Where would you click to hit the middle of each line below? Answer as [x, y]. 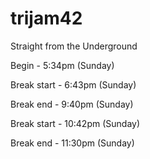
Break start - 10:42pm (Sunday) [75, 123]
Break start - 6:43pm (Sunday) [73, 84]
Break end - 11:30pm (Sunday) [72, 143]
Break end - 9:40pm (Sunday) [72, 104]
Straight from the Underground [74, 46]
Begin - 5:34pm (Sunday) [62, 65]
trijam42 [46, 18]
